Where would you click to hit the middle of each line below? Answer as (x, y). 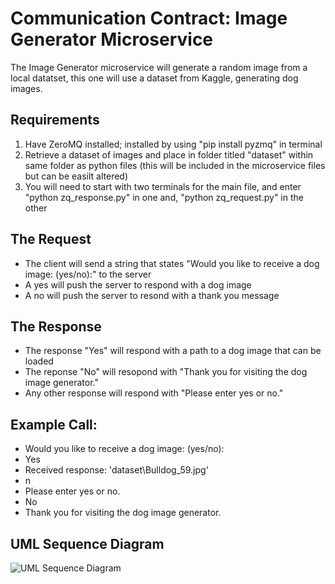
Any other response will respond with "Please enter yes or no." (154, 393)
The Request (51, 239)
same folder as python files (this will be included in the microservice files (175, 165)
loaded (39, 361)
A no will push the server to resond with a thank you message (152, 295)
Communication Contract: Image (149, 18)
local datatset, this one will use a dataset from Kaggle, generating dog (154, 78)
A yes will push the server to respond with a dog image (138, 284)
